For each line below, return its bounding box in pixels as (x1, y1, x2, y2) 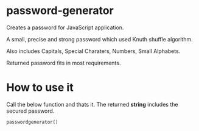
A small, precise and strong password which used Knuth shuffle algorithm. (6, 35, 193, 43)
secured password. (6, 107, 55, 115)
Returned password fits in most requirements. (6, 59, 121, 66)
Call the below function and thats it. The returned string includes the (6, 101, 178, 108)
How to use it (6, 80, 74, 94)
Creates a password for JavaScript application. (6, 24, 124, 31)
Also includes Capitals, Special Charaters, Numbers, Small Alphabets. (6, 47, 181, 55)
